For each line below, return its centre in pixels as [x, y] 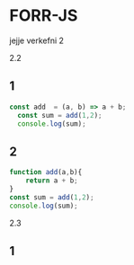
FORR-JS [44, 16]
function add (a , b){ [46, 172]
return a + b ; [52, 181]
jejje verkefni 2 [37, 40]
